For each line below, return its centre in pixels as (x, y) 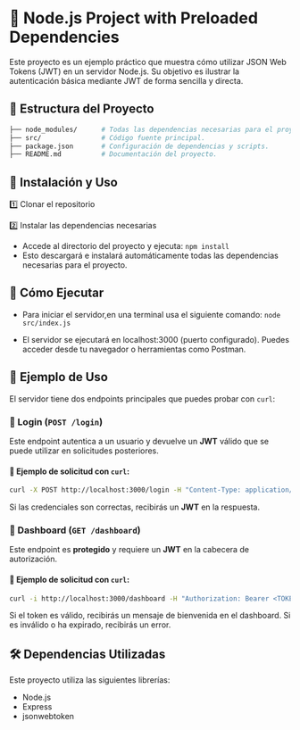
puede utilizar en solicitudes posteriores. (84, 451)
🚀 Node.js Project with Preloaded (134, 18)
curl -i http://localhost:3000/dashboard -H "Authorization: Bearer (139, 598)
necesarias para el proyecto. (75, 265)
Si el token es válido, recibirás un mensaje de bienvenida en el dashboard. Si (150, 616)
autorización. (33, 559)
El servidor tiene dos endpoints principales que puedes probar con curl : (142, 398)
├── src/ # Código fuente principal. (107, 137)
